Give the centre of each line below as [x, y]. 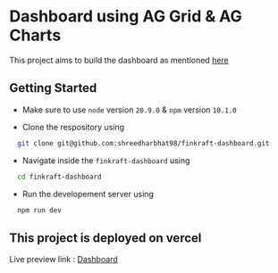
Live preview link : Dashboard [63, 260]
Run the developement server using [88, 194]
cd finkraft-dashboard [59, 177]
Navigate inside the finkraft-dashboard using [106, 160]
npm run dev [40, 210]
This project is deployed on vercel [105, 238]
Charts [35, 35]
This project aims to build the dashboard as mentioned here [119, 60]
